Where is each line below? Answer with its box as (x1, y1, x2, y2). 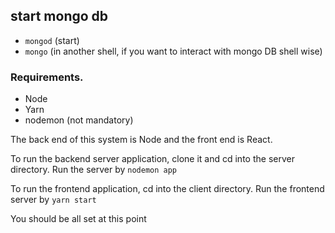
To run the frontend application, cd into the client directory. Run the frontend (10, 183, 325, 195)
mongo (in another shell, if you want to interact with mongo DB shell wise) (24, 45, 323, 57)
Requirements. (10, 70, 84, 84)
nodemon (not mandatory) (24, 114, 134, 126)
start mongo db (10, 8, 109, 25)
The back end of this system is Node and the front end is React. (10, 134, 273, 146)
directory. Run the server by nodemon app (10, 164, 178, 176)
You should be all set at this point (10, 213, 147, 225)
